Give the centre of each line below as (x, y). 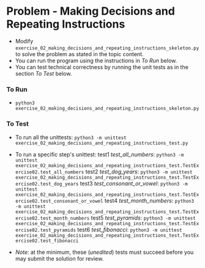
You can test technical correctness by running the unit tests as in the (102, 67)
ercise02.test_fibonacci (47, 241)
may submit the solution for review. (59, 258)
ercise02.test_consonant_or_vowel (59, 201)
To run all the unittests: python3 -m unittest (71, 137)
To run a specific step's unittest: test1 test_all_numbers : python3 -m (99, 154)
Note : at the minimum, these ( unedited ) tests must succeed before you (104, 252)
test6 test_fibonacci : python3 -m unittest (130, 230)
